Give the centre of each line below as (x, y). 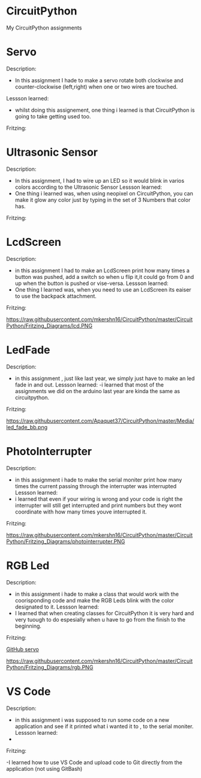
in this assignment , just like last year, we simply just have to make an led (105, 378)
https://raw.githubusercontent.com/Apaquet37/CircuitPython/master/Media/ (100, 421)
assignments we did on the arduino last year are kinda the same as (97, 391)
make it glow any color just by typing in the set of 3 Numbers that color (103, 200)
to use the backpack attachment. (56, 296)
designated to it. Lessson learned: (57, 607)
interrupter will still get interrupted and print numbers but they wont (98, 505)
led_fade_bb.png (27, 427)
